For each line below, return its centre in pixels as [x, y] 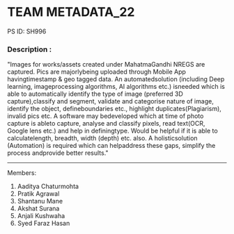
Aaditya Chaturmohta [48, 186]
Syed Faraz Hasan [44, 224]
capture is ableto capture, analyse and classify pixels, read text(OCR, [106, 124]
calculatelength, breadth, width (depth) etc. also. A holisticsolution [102, 138]
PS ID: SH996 [27, 31]
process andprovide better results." [58, 153]
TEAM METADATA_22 [71, 12]
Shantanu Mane [40, 201]
